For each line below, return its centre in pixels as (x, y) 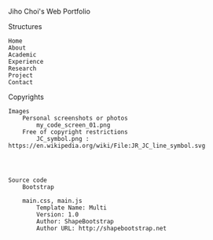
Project (21, 76)
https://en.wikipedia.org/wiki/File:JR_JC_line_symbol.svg (107, 146)
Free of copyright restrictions (75, 132)
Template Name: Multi (72, 208)
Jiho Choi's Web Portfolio (49, 11)
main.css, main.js (52, 201)
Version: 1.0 (58, 215)
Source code (28, 180)
